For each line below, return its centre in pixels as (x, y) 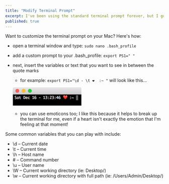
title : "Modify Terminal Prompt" (40, 11)
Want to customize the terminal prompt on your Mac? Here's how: (73, 36)
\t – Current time (29, 149)
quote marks (26, 71)
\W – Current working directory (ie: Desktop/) (59, 170)
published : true (22, 21)
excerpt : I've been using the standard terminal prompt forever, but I (82, 16)
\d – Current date (30, 144)
